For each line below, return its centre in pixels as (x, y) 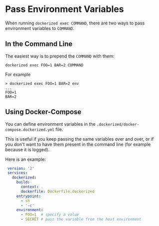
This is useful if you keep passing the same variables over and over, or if (79, 139)
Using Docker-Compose (43, 112)
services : (17, 173)
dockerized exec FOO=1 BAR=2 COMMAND (44, 65)
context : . (32, 187)
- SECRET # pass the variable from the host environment (81, 220)
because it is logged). (27, 149)
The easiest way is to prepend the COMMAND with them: (60, 56)
